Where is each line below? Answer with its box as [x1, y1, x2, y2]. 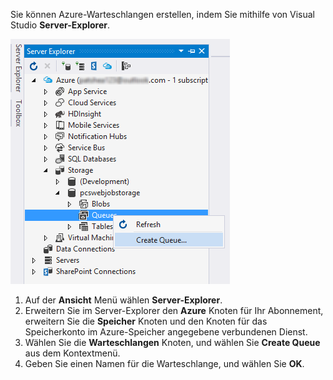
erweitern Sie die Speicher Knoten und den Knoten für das [24, 315, 268, 327]
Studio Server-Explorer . [10, 19, 111, 31]
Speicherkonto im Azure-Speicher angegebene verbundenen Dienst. [24, 326, 308, 338]
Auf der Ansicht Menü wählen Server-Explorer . [24, 294, 223, 306]
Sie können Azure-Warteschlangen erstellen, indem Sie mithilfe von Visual [10, 9, 315, 20]
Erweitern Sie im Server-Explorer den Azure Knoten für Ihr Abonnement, [24, 305, 324, 316]
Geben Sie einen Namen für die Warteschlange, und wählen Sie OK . [24, 358, 305, 369]
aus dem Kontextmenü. [24, 347, 121, 359]
